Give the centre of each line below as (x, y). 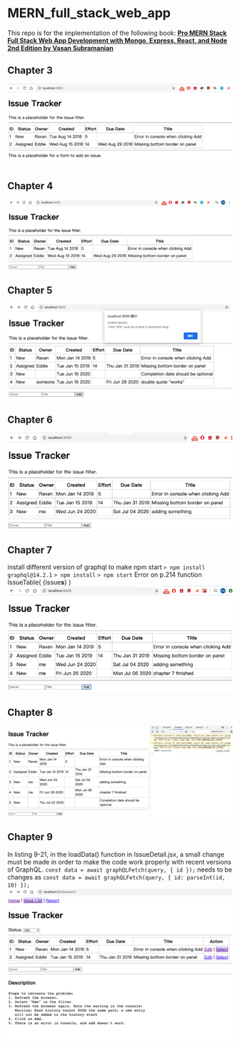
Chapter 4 (30, 186)
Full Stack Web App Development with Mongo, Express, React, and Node (117, 40)
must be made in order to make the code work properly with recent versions (120, 862)
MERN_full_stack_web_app (89, 13)
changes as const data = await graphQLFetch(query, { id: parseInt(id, (116, 877)
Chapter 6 (30, 419)
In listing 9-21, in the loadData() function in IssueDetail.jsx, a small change (116, 854)
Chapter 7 (30, 550)
